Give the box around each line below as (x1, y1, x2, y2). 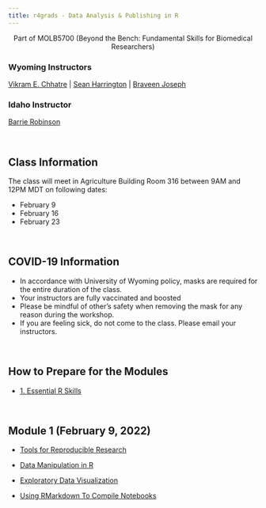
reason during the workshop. (19, 309, 115, 319)
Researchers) (111, 41, 155, 51)
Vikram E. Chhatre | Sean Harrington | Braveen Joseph (8, 79, 186, 89)
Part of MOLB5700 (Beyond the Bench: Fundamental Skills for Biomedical (13, 33, 253, 43)
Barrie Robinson (8, 117, 61, 127)
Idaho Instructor (8, 99, 72, 110)
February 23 (19, 217, 61, 226)
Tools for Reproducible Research (19, 445, 127, 455)
